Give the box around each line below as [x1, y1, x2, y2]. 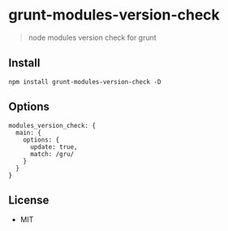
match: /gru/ [29, 150, 75, 158]
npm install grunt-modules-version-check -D [8, 77, 161, 86]
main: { [15, 129, 42, 137]
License [8, 193, 49, 207]
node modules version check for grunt [28, 33, 157, 42]
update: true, [29, 142, 79, 151]
